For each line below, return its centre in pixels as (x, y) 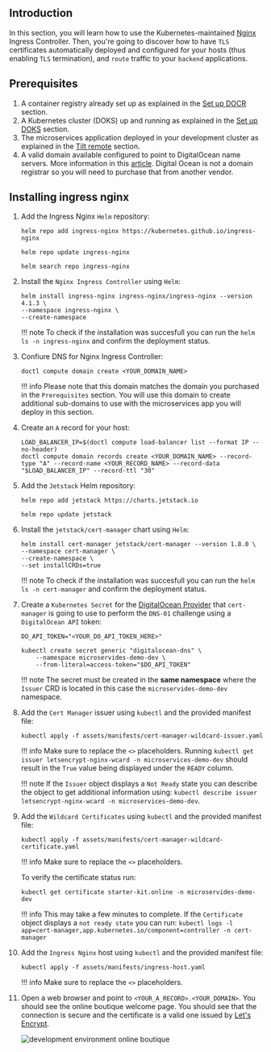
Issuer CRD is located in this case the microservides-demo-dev (124, 688)
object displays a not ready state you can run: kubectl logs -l (127, 923)
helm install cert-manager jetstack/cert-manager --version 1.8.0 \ (138, 545)
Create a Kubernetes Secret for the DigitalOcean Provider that (123, 605)
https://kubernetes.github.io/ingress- (189, 232)
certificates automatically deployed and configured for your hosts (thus (127, 50)
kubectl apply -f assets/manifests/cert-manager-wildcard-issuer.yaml (142, 736)
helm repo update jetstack (66, 515)
